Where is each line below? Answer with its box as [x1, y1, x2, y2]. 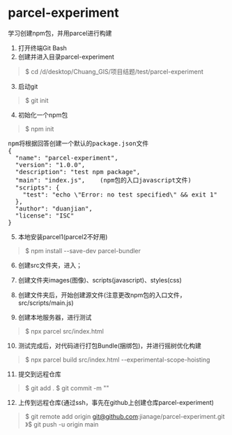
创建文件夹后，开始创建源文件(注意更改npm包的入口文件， [17, 290, 187, 299]
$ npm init [24, 124, 54, 133]
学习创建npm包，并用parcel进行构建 [8, 29, 112, 37]
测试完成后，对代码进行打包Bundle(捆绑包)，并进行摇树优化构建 [17, 341, 201, 350]
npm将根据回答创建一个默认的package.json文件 [8, 139, 149, 148]
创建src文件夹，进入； [17, 261, 83, 269]
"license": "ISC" [15, 211, 75, 220]
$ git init [24, 96, 49, 104]
